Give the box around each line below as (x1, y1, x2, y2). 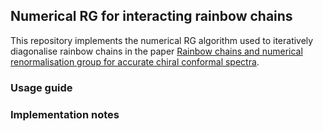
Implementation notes (10, 107, 120, 121)
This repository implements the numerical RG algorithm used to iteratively (10, 34, 314, 46)
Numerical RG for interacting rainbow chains (10, 8, 293, 25)
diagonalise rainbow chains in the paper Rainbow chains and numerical (10, 45, 303, 57)
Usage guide (10, 80, 73, 94)
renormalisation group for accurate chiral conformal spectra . (10, 55, 260, 68)
